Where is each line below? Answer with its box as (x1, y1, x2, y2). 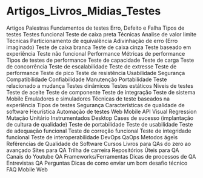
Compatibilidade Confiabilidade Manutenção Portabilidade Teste (6, 76, 167, 83)
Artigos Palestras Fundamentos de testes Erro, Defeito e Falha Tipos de (6, 24, 185, 31)
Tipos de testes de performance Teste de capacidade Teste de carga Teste (6, 56, 195, 64)
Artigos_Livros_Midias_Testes (6, 4, 161, 18)
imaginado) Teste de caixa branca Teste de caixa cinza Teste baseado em (6, 44, 191, 51)
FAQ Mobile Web (6, 165, 48, 173)
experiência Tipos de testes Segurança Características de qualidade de (6, 101, 185, 108)
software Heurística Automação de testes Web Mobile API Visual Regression (6, 108, 197, 115)
